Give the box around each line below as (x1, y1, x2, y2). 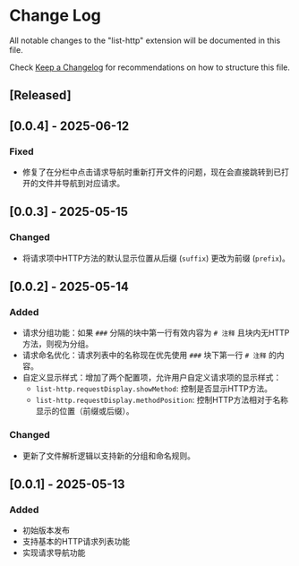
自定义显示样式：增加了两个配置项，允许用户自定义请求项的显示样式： (21, 373, 282, 383)
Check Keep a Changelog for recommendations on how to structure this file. (9, 62, 291, 73)
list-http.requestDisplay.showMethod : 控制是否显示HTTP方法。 (35, 383, 273, 394)
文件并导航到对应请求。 (38, 178, 125, 189)
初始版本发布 (21, 525, 70, 536)
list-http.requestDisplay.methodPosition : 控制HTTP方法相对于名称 (35, 395, 289, 406)
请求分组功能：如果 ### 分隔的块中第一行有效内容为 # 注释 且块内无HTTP (21, 328, 290, 339)
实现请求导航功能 (21, 547, 86, 558)
